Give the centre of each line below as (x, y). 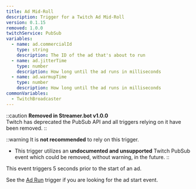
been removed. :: (27, 128)
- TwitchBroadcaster (36, 99)
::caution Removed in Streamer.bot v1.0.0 (57, 116)
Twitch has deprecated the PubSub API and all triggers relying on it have (94, 122)
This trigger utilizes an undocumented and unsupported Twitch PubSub (102, 151)
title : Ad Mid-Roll (30, 11)
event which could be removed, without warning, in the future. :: (92, 157)
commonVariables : (27, 93)
